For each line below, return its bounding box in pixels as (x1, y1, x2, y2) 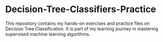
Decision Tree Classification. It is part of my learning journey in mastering (5, 25, 158, 31)
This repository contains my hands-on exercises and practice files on (5, 20, 150, 26)
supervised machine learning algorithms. (5, 31, 91, 37)
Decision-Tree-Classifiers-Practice (5, 4, 156, 15)
